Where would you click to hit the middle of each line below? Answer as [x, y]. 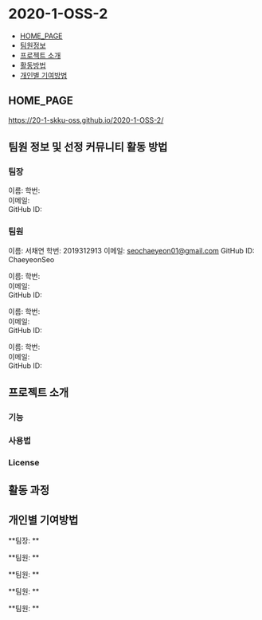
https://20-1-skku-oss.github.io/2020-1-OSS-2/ [86, 120]
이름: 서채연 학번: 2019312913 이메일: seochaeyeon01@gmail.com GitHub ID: [131, 250]
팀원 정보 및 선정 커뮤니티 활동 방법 [88, 147]
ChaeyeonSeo [31, 259]
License [24, 462]
